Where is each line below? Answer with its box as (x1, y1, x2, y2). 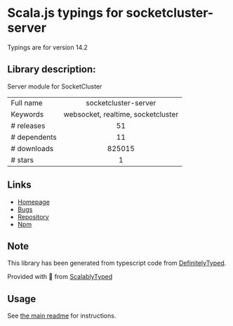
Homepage (17, 197, 51, 206)
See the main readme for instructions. (7, 311, 116, 320)
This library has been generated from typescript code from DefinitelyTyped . (7, 259, 227, 268)
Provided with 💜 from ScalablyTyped (7, 273, 113, 281)
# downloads (11, 143, 54, 153)
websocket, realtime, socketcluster (63, 109, 179, 119)
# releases (11, 121, 46, 131)
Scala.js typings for (7, 5, 124, 21)
